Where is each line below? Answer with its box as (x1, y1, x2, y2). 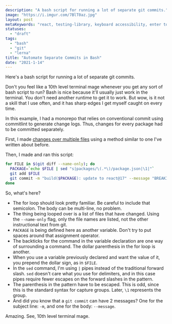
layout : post (5, 17, 33, 22)
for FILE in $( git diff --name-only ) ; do (5, 162, 95, 167)
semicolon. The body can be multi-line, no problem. (12, 205, 122, 211)
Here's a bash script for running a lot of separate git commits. (5, 74, 136, 80)
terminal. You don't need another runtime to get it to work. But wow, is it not (5, 95, 165, 101)
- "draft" (10, 31, 31, 36)
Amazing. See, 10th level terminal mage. (5, 313, 90, 319)
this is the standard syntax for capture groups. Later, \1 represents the (12, 287, 161, 293)
